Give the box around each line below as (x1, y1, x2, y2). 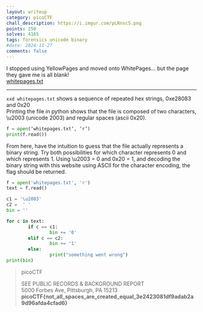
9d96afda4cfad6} (21, 299, 68, 307)
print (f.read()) (6, 131, 47, 138)
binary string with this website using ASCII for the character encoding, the (6, 161, 190, 169)
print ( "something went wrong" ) (49, 252, 129, 258)
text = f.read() (6, 185, 47, 191)
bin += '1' (49, 241, 77, 247)
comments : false (6, 48, 47, 54)
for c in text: (6, 218, 45, 224)
